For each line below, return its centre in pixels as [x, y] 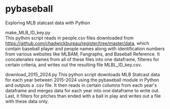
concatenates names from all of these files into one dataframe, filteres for [82, 59]
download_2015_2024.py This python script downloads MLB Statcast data [83, 74]
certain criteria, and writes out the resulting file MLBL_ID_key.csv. [74, 65]
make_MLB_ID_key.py [28, 32]
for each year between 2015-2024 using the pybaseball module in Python [82, 80]
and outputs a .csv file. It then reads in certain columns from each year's [81, 85]
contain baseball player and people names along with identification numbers [85, 48]
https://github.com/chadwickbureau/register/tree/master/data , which [77, 43]
